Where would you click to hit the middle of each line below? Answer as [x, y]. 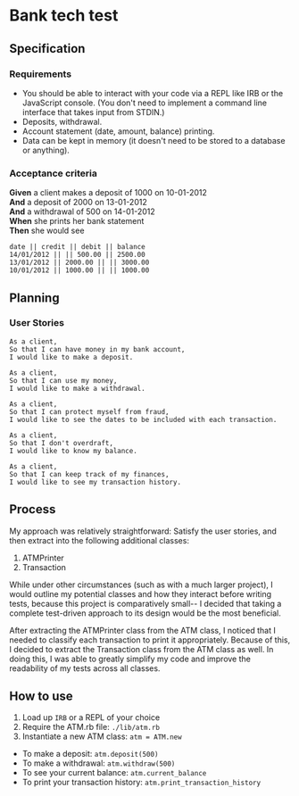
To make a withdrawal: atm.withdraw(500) [99, 763]
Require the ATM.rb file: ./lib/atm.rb [91, 727]
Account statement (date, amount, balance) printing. [118, 131]
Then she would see [47, 231]
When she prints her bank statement [77, 221]
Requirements [41, 74]
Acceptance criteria [54, 173]
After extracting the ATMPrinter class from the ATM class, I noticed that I [143, 630]
